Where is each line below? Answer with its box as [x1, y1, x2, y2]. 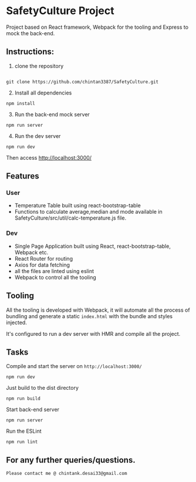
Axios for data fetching [14, 261, 70, 268]
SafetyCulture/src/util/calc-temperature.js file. [14, 214, 127, 221]
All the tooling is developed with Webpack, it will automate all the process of [6, 306, 190, 314]
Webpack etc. [14, 248, 49, 256]
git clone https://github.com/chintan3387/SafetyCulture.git [6, 79, 159, 85]
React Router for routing [14, 255, 73, 262]
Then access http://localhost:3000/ [6, 154, 92, 161]
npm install [6, 100, 35, 106]
